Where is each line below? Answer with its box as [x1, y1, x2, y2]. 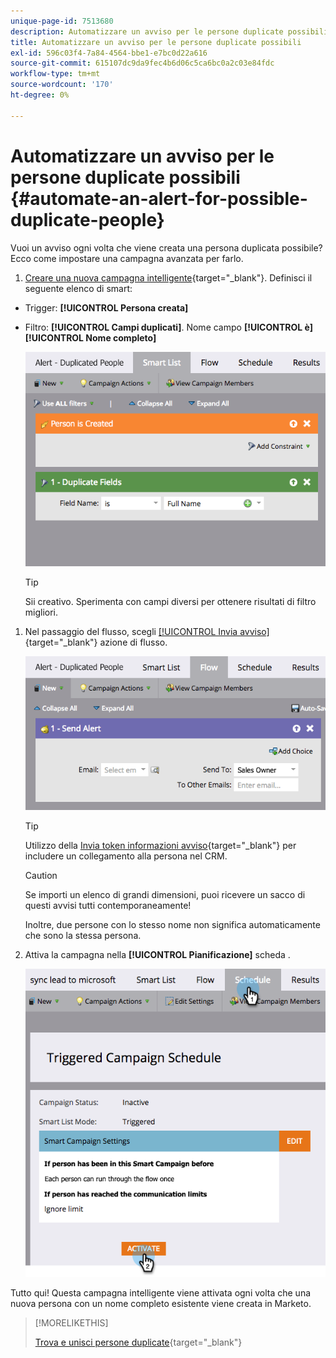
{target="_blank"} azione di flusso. [24, 636, 168, 649]
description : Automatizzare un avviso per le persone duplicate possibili [10, 26, 329, 37]
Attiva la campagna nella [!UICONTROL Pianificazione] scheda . [24, 948, 291, 960]
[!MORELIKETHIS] [34, 1316, 109, 1329]
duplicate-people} [10, 208, 165, 231]
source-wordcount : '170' [10, 80, 114, 90]
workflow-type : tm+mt [10, 69, 101, 79]
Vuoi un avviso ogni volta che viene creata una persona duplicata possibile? [10, 241, 323, 254]
